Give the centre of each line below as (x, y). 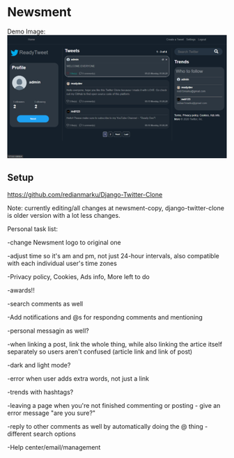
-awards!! (21, 290)
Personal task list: (32, 229)
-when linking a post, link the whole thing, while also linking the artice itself (115, 344)
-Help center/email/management (54, 447)
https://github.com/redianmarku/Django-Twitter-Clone (85, 194)
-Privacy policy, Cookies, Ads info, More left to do (78, 276)
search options (55, 434)
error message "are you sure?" (52, 413)
